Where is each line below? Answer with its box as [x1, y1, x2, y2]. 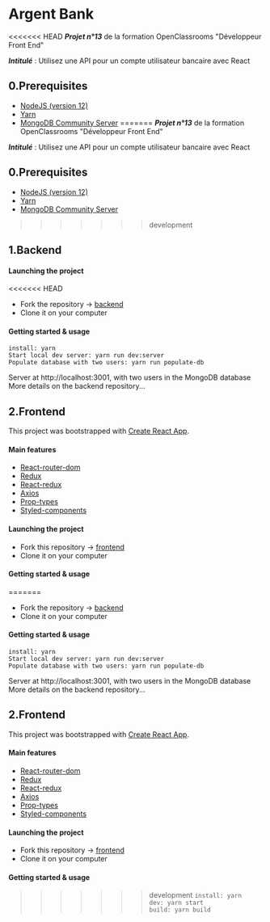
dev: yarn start [149, 899, 204, 907]
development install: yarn [149, 890, 243, 900]
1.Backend [8, 243, 62, 257]
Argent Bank [8, 5, 95, 23]
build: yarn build [149, 906, 212, 914]
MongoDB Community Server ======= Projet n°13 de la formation [19, 118, 245, 128]
